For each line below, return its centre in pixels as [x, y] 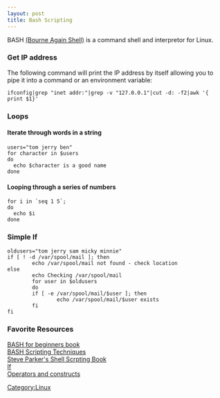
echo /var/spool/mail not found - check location [105, 264]
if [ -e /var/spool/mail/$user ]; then [90, 294]
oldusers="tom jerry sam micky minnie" [65, 251]
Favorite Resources [40, 329]
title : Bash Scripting [40, 20]
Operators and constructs [44, 374]
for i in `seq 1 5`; [37, 201]
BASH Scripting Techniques [47, 352]
